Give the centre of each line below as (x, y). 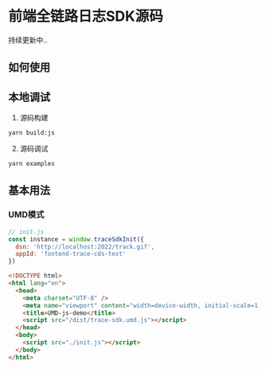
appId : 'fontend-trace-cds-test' (71, 254)
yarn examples (32, 164)
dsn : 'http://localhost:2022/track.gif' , (85, 247)
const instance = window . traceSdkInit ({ (76, 239)
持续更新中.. (28, 40)
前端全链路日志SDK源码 (86, 16)
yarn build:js (32, 133)
